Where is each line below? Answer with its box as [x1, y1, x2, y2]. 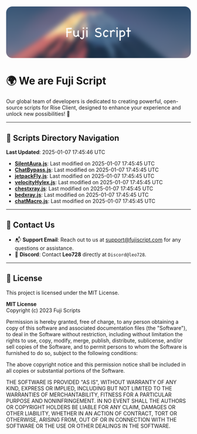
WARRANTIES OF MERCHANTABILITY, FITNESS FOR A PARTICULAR [6, 391, 172, 398]
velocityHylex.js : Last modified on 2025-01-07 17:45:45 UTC [14, 179, 163, 186]
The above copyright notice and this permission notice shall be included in [6, 360, 186, 368]
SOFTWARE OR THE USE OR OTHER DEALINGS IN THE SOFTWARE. [6, 422, 171, 429]
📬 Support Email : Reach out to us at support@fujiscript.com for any [14, 236, 181, 243]
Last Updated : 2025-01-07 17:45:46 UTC [6, 148, 106, 156]
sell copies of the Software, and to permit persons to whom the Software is [6, 343, 188, 350]
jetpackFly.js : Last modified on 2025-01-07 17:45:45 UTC [14, 173, 155, 180]
